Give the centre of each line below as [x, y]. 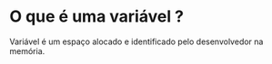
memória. [27, 50]
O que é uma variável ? [97, 17]
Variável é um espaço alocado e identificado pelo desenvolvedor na [136, 41]
